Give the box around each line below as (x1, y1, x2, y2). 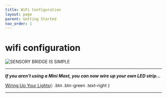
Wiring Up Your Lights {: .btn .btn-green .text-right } (5, 83, 110, 89)
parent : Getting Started (5, 16, 57, 21)
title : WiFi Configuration (5, 7, 61, 12)
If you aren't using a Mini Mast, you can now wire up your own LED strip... (5, 73, 161, 79)
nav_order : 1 (5, 21, 32, 26)
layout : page (5, 12, 32, 17)
